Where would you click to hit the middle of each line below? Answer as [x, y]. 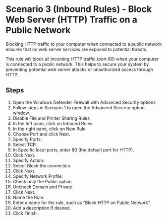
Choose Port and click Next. [41, 134]
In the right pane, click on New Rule [49, 129]
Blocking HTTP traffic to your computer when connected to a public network [84, 44]
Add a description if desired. [42, 208]
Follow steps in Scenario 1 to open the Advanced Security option [79, 107]
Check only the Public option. [43, 181]
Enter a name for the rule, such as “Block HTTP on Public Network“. [82, 203]
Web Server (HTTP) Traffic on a [72, 20]
